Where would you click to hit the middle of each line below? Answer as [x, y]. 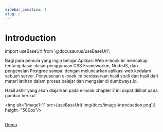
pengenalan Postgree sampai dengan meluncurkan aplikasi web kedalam [78, 71]
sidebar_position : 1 [26, 9]
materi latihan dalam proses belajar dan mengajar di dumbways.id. [72, 81]
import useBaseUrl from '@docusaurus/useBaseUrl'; [58, 51]
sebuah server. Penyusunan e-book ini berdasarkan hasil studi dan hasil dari [81, 76]
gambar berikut [20, 96]
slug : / [13, 14]
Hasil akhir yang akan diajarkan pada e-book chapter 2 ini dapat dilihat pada [81, 90]
